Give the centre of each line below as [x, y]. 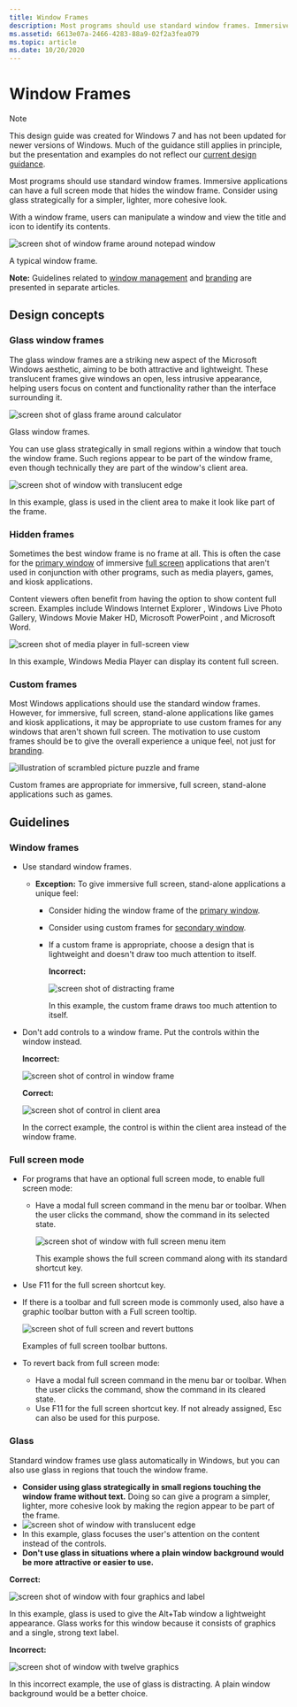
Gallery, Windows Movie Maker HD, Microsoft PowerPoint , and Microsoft [142, 618]
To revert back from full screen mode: [91, 1363]
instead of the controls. [64, 1543]
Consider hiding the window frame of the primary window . [154, 911]
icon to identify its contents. [60, 227]
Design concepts [57, 315]
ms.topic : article [43, 42]
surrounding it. [36, 397]
